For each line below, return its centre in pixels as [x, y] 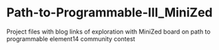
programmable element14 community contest [71, 38]
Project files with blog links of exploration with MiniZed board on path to [108, 32]
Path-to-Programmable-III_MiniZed [109, 13]
